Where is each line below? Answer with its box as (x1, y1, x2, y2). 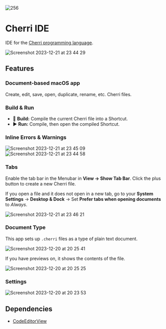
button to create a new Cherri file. (5, 180, 76, 186)
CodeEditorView (12, 318, 47, 324)
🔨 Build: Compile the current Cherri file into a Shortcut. (12, 115, 128, 122)
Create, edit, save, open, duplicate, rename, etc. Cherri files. (5, 91, 132, 97)
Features (5, 64, 34, 73)
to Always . (5, 201, 27, 207)
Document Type (5, 224, 46, 231)
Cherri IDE (5, 23, 49, 34)
